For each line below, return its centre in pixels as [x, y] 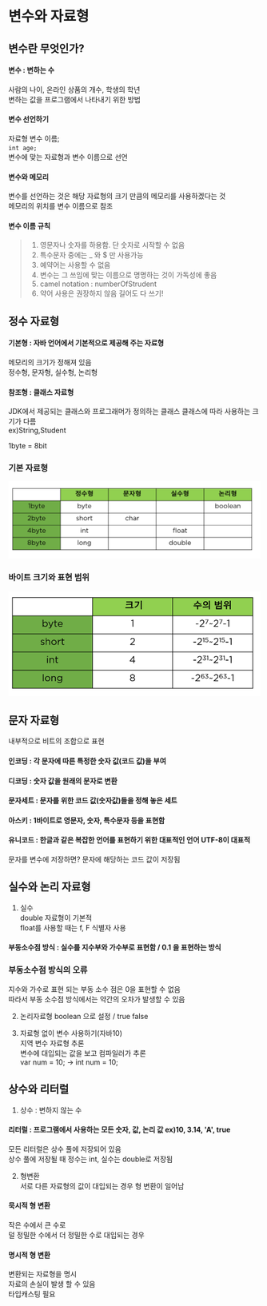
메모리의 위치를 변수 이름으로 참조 [61, 206]
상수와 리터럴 [39, 1089]
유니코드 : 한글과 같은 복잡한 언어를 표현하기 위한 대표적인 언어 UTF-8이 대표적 [129, 840]
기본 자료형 [28, 468]
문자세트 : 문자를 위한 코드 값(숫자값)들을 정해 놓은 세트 [93, 801]
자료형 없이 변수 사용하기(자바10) [71, 1033]
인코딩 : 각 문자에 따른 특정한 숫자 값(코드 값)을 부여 [87, 761]
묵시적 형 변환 [29, 1206]
